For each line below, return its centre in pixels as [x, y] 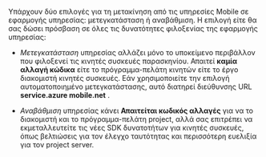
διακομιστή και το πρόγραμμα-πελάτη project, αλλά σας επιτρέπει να [136, 119]
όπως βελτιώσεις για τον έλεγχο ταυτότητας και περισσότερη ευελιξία [138, 136]
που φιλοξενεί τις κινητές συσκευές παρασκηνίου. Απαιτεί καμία [129, 61]
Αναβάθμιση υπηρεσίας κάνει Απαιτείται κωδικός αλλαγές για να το [137, 111]
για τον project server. [57, 145]
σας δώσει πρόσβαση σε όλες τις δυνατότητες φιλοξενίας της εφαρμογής [133, 28]
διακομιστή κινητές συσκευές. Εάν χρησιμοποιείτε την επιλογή [125, 78]
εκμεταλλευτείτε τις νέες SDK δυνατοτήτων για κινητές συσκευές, [132, 128]
